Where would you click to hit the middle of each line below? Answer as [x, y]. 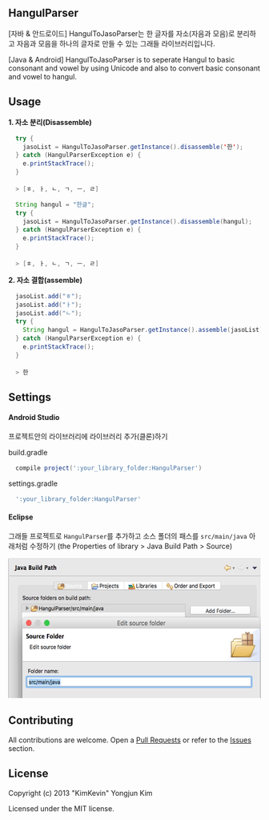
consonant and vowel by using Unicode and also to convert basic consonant [134, 68]
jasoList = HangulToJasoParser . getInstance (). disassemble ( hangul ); [137, 221]
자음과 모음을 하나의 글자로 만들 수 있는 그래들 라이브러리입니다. [116, 43]
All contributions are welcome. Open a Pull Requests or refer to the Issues [130, 740]
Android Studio [34, 418]
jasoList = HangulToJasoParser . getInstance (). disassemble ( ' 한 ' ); [133, 147]
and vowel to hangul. [43, 76]
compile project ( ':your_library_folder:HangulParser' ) [109, 468]
